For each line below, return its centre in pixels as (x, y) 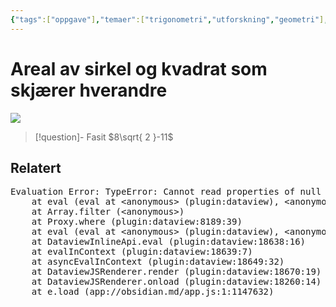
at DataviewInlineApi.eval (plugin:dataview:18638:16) (169, 242)
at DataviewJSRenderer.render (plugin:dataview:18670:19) (176, 272)
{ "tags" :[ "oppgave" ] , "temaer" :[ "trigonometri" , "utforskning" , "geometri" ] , (169, 19)
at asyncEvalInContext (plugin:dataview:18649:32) (158, 262)
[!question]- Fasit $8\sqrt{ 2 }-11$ (104, 137)
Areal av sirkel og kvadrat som (139, 68)
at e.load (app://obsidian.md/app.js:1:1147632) (153, 292)
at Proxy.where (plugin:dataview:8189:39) (137, 222)
